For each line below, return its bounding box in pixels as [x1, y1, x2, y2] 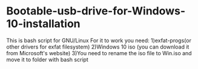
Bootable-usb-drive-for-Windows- [6, 4, 186, 18]
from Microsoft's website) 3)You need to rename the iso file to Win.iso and [6, 49, 192, 56]
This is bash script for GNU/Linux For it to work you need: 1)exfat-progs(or [6, 37, 192, 44]
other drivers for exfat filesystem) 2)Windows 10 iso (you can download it [6, 43, 190, 50]
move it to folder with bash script [6, 56, 89, 63]
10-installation [6, 17, 81, 31]
